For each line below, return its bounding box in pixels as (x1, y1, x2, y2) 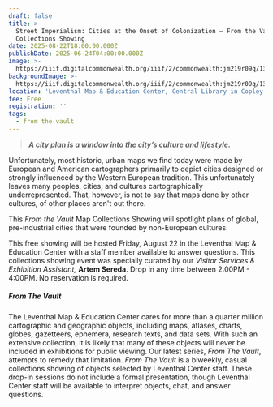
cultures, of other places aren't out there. (8, 198, 146, 208)
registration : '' (8, 102, 67, 110)
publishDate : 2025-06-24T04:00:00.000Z (8, 49, 144, 58)
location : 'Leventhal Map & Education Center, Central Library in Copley (8, 87, 264, 96)
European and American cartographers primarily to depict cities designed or (8, 164, 264, 174)
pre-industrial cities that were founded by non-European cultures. (8, 222, 229, 232)
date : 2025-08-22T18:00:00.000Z (8, 42, 118, 50)
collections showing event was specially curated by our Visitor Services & (8, 255, 256, 265)
